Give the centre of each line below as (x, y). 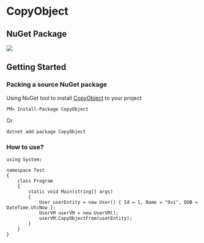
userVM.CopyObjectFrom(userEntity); (86, 218)
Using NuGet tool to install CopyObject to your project (74, 98)
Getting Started (36, 67)
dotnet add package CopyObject (46, 132)
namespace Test (26, 170)
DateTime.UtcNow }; (31, 208)
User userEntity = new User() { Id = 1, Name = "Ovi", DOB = (118, 202)
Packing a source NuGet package (57, 85)
